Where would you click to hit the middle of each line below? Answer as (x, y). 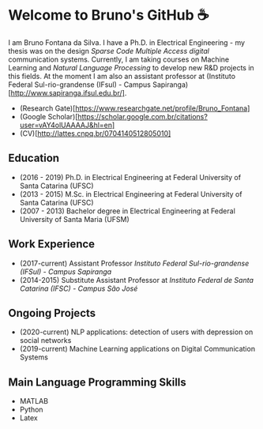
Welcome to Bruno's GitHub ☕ (109, 15)
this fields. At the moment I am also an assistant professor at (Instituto (122, 76)
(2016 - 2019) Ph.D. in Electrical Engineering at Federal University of (130, 177)
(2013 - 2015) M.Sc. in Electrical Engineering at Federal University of (131, 194)
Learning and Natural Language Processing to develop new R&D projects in (131, 67)
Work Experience (52, 245)
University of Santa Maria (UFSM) (75, 219)
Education (34, 158)
